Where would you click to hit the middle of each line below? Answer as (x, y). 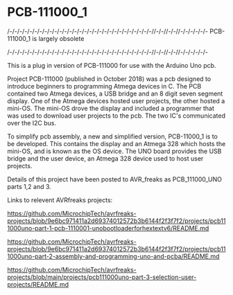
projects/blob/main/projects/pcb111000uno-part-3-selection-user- (102, 277)
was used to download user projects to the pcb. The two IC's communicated (116, 116)
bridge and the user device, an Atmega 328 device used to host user (105, 158)
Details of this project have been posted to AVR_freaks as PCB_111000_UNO (115, 179)
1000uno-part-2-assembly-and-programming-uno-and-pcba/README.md (113, 256)
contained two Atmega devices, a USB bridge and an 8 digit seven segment (115, 93)
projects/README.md (38, 284)
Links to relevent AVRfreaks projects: (60, 200)
